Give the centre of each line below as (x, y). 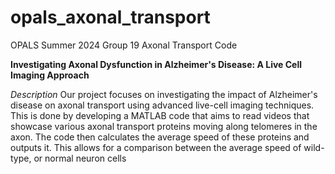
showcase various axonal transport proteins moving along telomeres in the (164, 126)
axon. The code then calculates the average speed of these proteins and (160, 137)
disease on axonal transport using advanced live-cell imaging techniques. (162, 105)
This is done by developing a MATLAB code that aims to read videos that (160, 115)
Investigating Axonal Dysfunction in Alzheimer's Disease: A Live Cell (156, 64)
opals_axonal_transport (110, 17)
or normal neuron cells (80, 158)
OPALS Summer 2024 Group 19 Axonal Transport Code (124, 45)
